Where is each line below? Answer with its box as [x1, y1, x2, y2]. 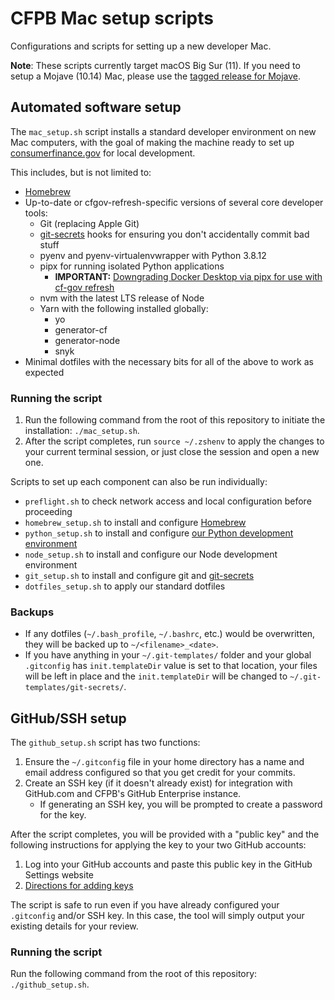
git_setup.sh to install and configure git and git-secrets [24, 570, 255, 582]
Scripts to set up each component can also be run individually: [10, 476, 268, 488]
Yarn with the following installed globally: [39, 302, 209, 314]
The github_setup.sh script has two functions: [10, 737, 201, 749]
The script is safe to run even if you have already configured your [10, 899, 280, 911]
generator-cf [54, 323, 108, 336]
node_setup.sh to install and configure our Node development [24, 548, 278, 561]
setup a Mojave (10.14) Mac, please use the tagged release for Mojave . [10, 70, 302, 82]
